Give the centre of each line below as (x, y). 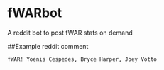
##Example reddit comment (48, 46)
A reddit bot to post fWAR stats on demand (70, 33)
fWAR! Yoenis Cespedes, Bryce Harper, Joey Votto (82, 59)
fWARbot (35, 13)
